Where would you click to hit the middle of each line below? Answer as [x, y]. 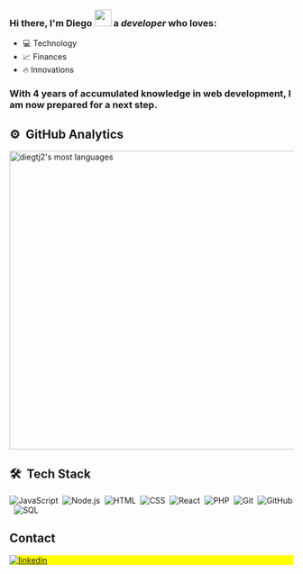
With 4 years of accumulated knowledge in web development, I [150, 94]
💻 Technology [50, 43]
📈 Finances [45, 57]
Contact [32, 538]
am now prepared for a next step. [83, 105]
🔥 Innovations [48, 70]
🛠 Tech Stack [50, 474]
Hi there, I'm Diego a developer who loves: [113, 23]
